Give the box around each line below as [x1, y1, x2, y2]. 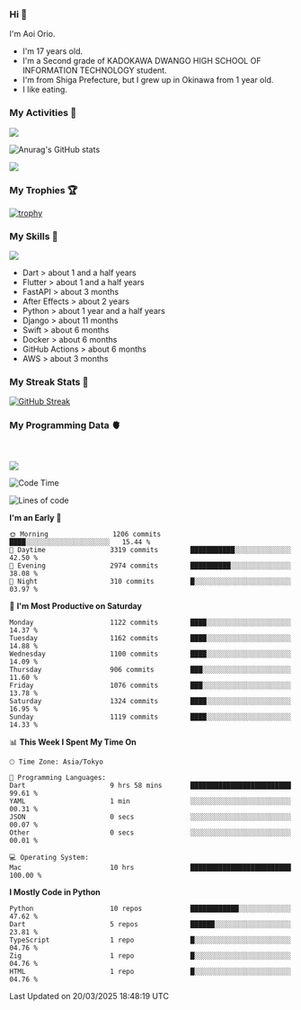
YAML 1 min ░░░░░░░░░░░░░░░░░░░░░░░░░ [9, 796, 292, 806]
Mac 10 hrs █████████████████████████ [9, 863, 292, 871]
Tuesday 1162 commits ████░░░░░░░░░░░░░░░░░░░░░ [9, 633, 292, 642]
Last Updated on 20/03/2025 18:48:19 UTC [9, 990, 169, 1001]
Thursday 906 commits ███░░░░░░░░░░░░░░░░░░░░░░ [9, 665, 292, 674]
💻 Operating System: [9, 853, 90, 862]
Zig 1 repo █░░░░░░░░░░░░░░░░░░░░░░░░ [9, 951, 292, 961]
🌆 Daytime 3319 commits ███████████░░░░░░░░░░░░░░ [9, 545, 292, 554]
